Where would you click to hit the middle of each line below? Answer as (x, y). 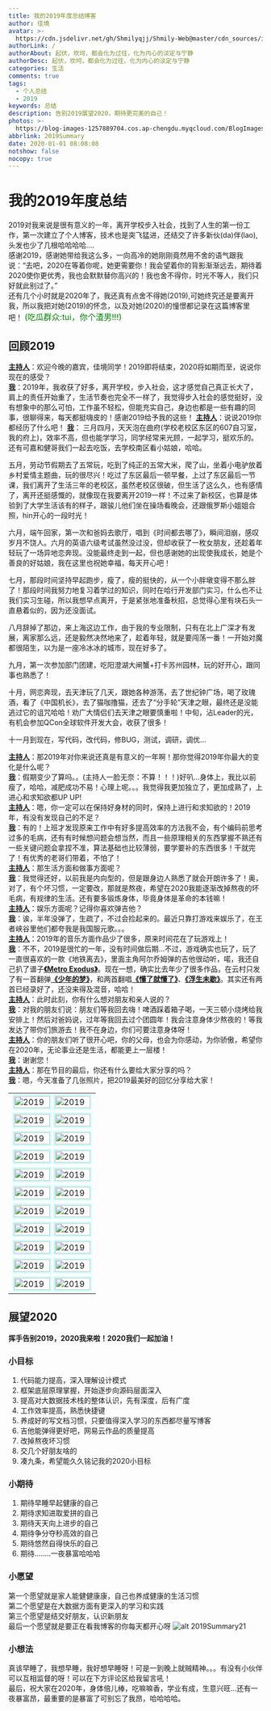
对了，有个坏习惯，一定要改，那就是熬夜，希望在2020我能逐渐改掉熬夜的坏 (134, 888)
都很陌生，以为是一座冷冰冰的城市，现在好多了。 (90, 648)
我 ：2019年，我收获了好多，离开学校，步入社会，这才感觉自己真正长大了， (133, 387)
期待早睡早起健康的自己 (59, 1503)
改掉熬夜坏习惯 (45, 1441)
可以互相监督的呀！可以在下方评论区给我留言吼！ (90, 1678)
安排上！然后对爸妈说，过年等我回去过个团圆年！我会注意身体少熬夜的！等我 (135, 1020)
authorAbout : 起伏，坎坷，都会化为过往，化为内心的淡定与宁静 (101, 53)
